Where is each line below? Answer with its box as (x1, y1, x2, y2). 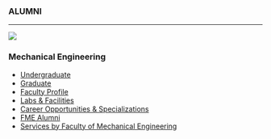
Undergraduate (19, 69, 71, 79)
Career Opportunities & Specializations (19, 103, 149, 114)
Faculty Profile (19, 86, 69, 96)
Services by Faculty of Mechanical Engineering (19, 121, 177, 131)
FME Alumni (19, 112, 60, 122)
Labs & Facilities (19, 95, 74, 105)
